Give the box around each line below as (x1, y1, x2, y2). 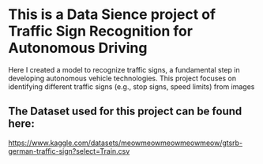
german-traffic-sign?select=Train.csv (8, 146, 130, 155)
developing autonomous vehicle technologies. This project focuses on (8, 73, 237, 83)
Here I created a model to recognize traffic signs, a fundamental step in (8, 65, 240, 74)
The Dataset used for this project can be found (8, 105, 242, 118)
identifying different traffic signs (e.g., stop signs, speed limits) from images (8, 81, 255, 91)
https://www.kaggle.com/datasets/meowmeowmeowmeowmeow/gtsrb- (8, 138, 243, 147)
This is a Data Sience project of (8, 6, 216, 24)
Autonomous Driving (8, 39, 148, 57)
